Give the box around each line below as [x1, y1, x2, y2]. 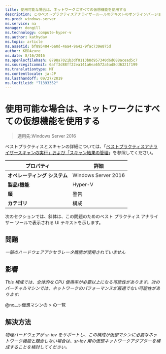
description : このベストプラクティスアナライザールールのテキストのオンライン [5, 12, 147, 17]
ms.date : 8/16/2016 [5, 53, 45, 58]
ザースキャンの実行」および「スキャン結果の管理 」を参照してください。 [9, 149, 156, 155]
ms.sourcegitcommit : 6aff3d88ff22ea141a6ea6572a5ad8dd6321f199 [5, 62, 138, 67]
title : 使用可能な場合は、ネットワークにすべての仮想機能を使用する [5, 7, 127, 12]
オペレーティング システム [7, 172, 68, 179]
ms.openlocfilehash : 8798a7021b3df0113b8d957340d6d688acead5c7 [5, 58, 138, 63]
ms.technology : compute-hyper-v [5, 30, 71, 35]
